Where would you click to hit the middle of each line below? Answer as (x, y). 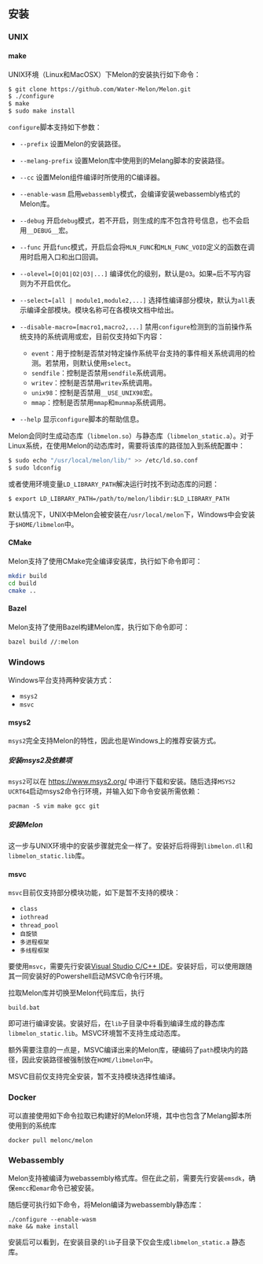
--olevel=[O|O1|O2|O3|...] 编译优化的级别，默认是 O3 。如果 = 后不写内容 (135, 274)
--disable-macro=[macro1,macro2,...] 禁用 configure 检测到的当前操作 (132, 327)
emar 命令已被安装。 (67, 1188)
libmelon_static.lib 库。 (49, 856)
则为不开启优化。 (47, 284)
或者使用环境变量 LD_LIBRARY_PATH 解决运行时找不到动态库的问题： (114, 484)
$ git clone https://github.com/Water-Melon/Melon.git (100, 89)
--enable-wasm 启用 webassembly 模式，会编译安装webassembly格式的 (130, 194)
